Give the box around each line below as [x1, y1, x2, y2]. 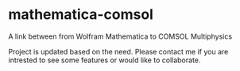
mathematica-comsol [8, 6, 153, 24]
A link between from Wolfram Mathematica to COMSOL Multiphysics [8, 32, 233, 41]
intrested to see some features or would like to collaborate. [8, 55, 201, 65]
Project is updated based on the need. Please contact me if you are [8, 47, 229, 56]
